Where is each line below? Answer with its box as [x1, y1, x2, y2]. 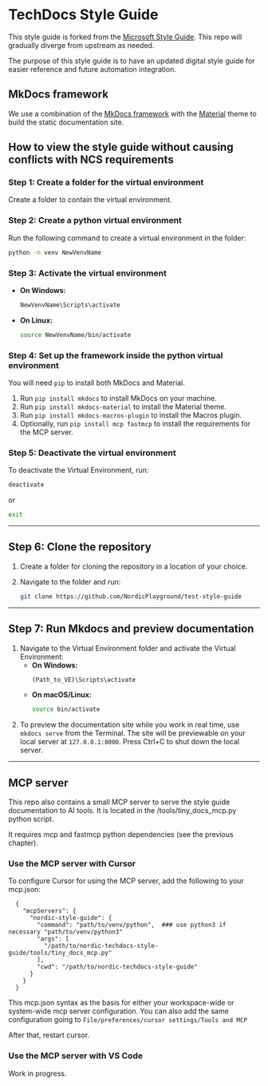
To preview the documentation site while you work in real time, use [19, 720, 240, 730]
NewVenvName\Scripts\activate [19, 301, 121, 309]
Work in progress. [8, 1068, 67, 1078]
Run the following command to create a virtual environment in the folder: [8, 233, 246, 243]
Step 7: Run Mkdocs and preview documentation [8, 622, 254, 636]
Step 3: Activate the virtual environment [8, 268, 167, 279]
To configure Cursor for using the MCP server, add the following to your [8, 876, 245, 886]
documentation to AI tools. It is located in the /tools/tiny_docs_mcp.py [8, 806, 237, 815]
